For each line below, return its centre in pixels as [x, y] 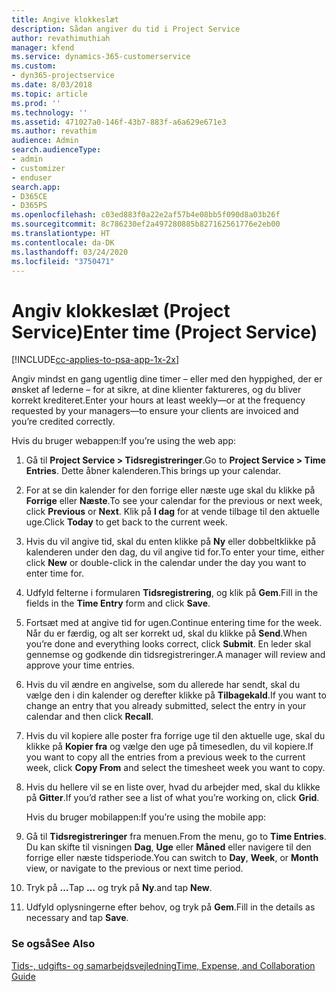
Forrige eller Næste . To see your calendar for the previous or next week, [174, 501]
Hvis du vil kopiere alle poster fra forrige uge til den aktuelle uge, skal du [175, 736]
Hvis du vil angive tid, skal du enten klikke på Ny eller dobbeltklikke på [171, 542]
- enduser [32, 177]
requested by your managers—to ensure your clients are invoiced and [155, 411]
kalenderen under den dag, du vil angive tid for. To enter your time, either [175, 552]
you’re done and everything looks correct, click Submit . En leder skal [168, 644]
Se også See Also [53, 944]
